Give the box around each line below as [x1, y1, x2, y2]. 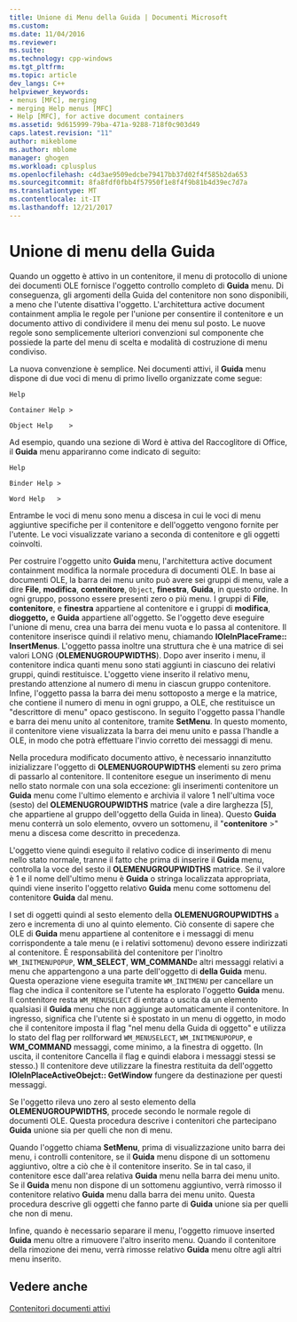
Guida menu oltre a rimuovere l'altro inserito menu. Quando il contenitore [9, 1234, 277, 1245]
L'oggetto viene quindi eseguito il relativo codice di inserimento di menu [9, 845, 272, 856]
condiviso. [9, 346, 47, 356]
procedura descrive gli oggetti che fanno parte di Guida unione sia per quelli [9, 1199, 289, 1209]
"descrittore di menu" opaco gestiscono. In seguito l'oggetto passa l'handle [9, 706, 285, 717]
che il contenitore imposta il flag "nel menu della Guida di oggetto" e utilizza [9, 1023, 286, 1033]
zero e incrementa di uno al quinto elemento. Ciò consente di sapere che [9, 919, 275, 929]
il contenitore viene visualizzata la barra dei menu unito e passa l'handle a [9, 725, 279, 736]
